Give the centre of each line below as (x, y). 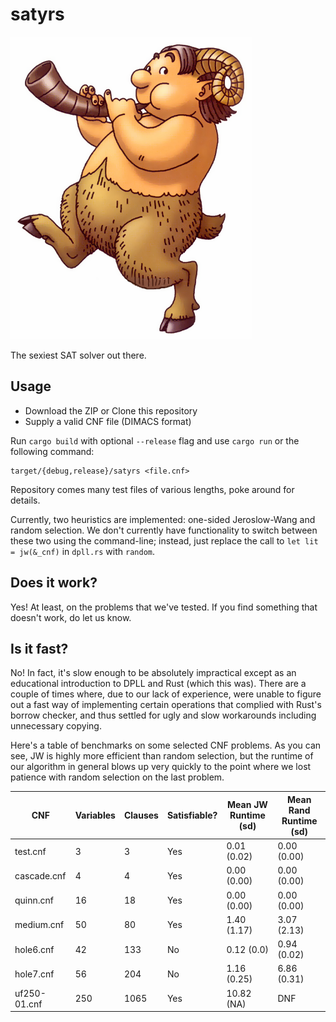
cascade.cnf (40, 875)
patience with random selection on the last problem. (117, 777)
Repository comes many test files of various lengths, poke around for (152, 489)
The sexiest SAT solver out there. (78, 355)
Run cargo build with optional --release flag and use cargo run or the (155, 440)
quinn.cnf (34, 900)
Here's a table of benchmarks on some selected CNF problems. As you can (166, 745)
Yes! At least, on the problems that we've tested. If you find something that (164, 607)
